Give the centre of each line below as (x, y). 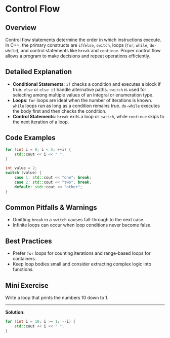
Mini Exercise (27, 285)
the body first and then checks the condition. (59, 111)
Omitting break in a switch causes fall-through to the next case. (78, 220)
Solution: (15, 312)
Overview (21, 28)
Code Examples (30, 138)
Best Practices (29, 241)
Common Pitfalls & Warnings (51, 207)
